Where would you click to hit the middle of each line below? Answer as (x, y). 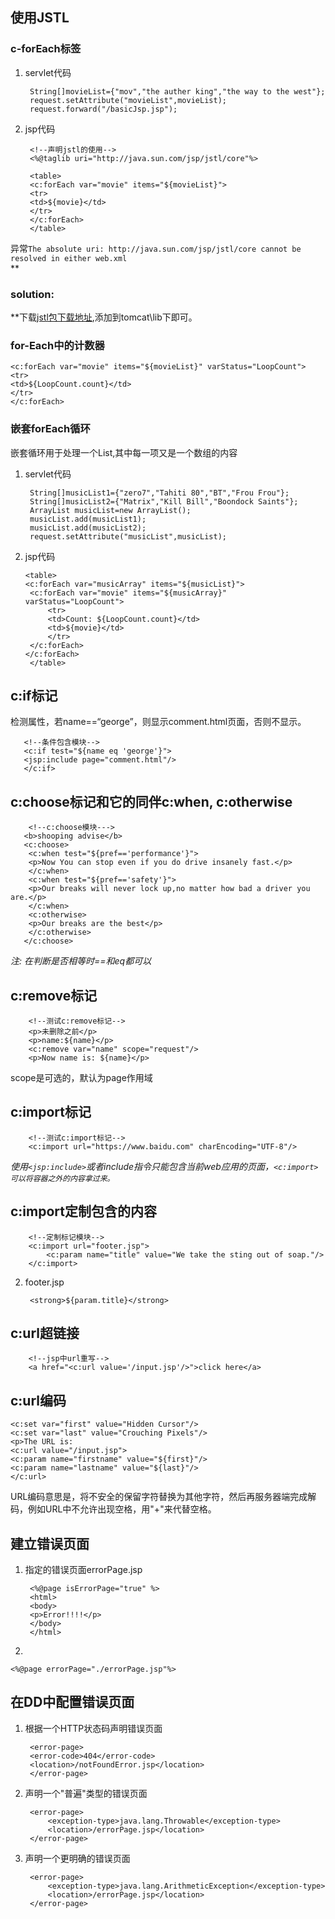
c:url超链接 (45, 1333)
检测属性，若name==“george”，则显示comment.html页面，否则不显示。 (158, 722)
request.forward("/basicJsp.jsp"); (103, 109)
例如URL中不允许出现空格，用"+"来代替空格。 (122, 1509)
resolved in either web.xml (69, 258)
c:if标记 (34, 695)
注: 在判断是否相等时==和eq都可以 (81, 961)
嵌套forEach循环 (50, 429)
